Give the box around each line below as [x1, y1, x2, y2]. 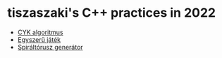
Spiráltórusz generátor [17, 43, 83, 51]
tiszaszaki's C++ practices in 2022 [7, 5, 216, 21]
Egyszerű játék [17, 35, 61, 43]
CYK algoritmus [17, 28, 63, 36]
